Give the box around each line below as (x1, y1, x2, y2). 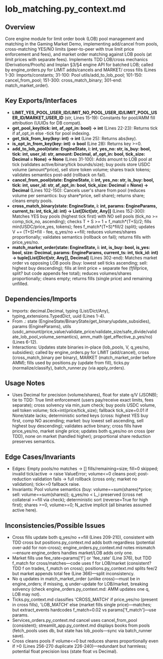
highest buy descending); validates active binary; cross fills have (12, 423, 143, 429)
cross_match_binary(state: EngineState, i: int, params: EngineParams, (12, 203, 157, 208)
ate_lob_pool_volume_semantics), (12, 333, 79, 340)
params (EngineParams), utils (12, 323, 72, 329)
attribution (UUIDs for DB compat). (12, 120, 82, 125)
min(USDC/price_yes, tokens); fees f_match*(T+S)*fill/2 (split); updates (12, 224, 155, 229)
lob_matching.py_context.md (5, 3, 126, 15)
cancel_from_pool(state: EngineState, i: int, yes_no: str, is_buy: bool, (12, 177, 154, 183)
